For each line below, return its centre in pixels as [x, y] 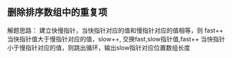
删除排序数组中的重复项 [57, 12]
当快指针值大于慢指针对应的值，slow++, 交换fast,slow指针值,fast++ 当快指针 [116, 39]
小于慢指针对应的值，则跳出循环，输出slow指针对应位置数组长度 [99, 48]
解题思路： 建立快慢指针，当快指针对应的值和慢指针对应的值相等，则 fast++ [115, 30]
